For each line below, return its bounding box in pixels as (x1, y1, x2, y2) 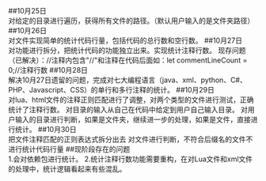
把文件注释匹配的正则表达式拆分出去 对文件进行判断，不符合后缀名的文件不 (8, 134, 253, 144)
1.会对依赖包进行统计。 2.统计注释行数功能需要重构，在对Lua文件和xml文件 (8, 154, 253, 164)
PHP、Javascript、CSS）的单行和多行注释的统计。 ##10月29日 (8, 85, 215, 94)
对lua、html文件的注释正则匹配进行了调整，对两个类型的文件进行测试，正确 (8, 95, 255, 104)
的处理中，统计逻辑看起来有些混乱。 (8, 164, 127, 173)
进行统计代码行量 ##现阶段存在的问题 (8, 145, 131, 153)
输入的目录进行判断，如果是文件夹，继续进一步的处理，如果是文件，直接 (14, 115, 251, 124)
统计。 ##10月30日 (14, 125, 77, 134)
